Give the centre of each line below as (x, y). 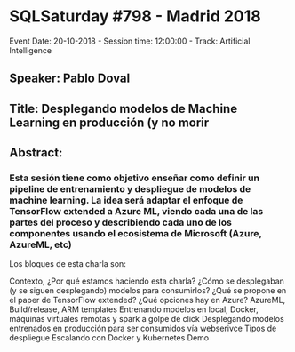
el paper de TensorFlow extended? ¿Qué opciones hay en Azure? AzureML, (147, 300)
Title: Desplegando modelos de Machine (124, 108)
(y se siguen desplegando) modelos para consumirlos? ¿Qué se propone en (148, 291)
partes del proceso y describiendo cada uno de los (121, 222)
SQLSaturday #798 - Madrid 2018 (135, 16)
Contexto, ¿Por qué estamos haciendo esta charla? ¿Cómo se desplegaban (147, 281)
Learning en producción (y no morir (109, 122)
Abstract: (36, 153)
